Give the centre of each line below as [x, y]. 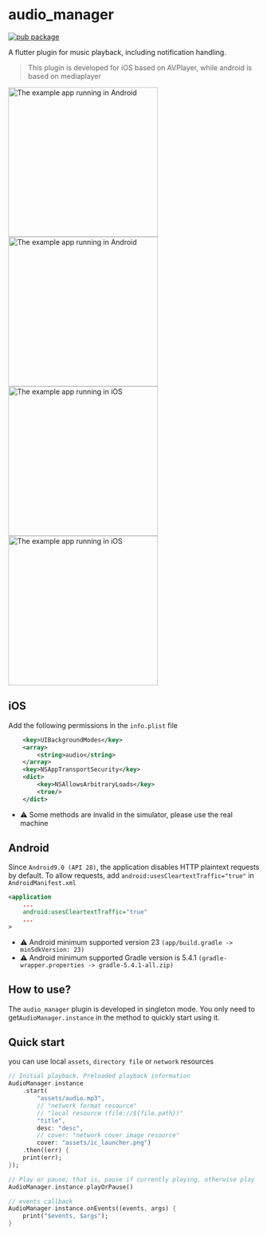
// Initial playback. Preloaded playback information [100, 1076]
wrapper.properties [52, 965]
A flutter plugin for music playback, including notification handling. [118, 52]
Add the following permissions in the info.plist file [93, 725]
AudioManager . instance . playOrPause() [71, 1187]
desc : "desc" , [60, 1128]
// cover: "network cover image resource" [108, 1135]
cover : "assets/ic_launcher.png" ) [94, 1143]
